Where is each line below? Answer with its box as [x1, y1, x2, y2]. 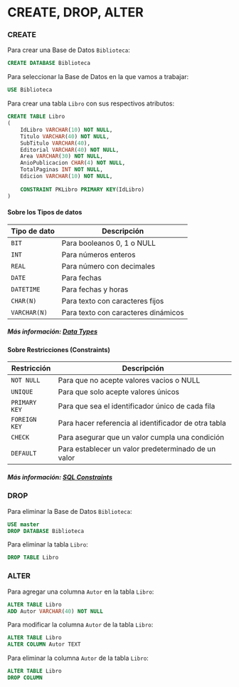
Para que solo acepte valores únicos [58, 387, 180, 397]
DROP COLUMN [7, 674, 43, 681]
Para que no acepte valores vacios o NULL [58, 376, 201, 386]
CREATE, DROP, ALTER [7, 4, 144, 21]
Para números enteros [61, 249, 136, 259]
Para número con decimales [61, 261, 155, 271]
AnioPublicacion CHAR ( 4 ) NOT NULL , [20, 160, 126, 167]
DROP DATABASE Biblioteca [7, 527, 84, 534]
